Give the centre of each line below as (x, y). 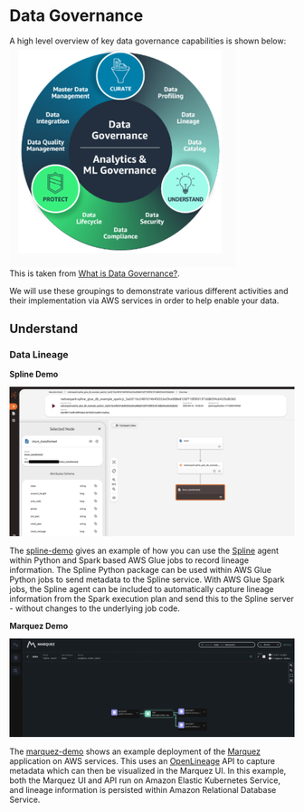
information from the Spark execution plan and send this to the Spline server (152, 599)
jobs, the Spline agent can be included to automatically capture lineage (142, 589)
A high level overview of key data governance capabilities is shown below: (148, 41)
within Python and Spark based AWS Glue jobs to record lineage (129, 560)
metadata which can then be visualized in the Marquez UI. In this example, (148, 771)
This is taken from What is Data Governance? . (95, 273)
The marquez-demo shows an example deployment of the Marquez (135, 751)
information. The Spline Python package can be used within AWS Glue (140, 570)
